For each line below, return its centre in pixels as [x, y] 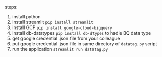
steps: [11, 7]
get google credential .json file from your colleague [66, 38]
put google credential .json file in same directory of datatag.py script [85, 44]
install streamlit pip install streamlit [53, 22]
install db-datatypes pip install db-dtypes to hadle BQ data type [82, 33]
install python [26, 17]
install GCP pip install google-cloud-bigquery [62, 27]
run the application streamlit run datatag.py [60, 49]
